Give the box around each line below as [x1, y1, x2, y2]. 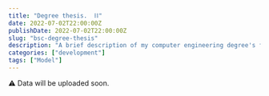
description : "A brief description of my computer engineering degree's [8, 42, 256, 50]
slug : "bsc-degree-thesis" [8, 34, 98, 42]
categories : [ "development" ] [8, 49, 106, 57]
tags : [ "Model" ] [8, 57, 62, 65]
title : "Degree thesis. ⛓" [8, 11, 102, 20]
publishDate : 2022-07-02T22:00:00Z [8, 26, 127, 34]
